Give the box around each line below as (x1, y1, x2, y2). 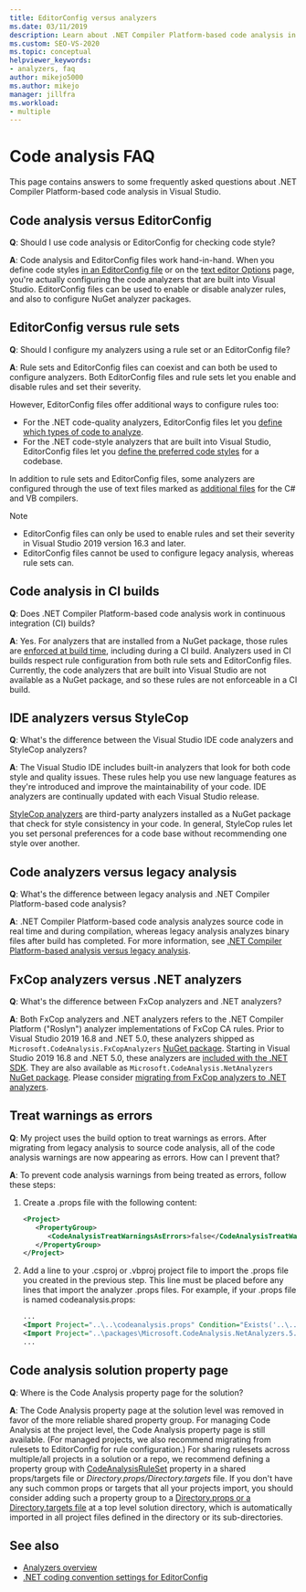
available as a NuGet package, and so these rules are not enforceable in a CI (9, 674, 298, 685)
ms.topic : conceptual (9, 48, 92, 57)
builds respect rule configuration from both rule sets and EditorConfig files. (9, 654, 292, 665)
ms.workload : (9, 98, 59, 108)
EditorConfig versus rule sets (9, 320, 180, 335)
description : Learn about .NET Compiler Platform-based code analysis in (9, 30, 297, 39)
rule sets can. (22, 557, 75, 568)
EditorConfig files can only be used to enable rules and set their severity (22, 527, 295, 539)
